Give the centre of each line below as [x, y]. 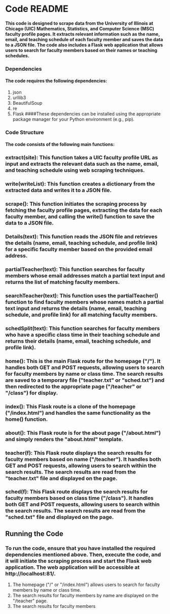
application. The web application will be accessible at [72, 567]
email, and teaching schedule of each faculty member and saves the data [84, 39]
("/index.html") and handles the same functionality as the [78, 413]
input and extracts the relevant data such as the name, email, [82, 164]
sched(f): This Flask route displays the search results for [77, 492]
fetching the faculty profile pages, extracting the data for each [84, 210]
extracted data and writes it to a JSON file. [58, 190]
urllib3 [19, 98]
